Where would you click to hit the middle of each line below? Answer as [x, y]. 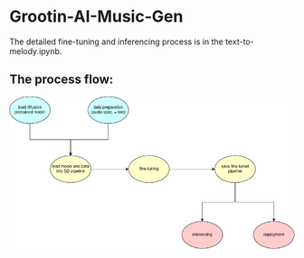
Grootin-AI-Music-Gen [96, 17]
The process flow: [62, 80]
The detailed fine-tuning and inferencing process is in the [116, 41]
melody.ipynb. [36, 51]
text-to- [240, 41]
